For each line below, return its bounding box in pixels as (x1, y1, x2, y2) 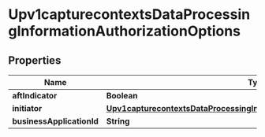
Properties (8, 54, 62, 67)
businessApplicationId (12, 116, 99, 127)
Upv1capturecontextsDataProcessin (8, 6, 251, 24)
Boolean (106, 91, 138, 101)
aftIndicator (12, 91, 58, 101)
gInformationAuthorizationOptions (8, 22, 241, 40)
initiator (12, 103, 43, 113)
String (106, 116, 130, 127)
